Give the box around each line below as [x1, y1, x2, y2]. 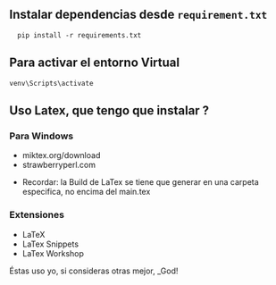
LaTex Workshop [21, 247, 85, 258]
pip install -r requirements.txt [17, 30, 142, 39]
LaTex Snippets [21, 239, 79, 249]
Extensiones [9, 209, 65, 222]
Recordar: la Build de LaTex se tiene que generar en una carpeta [21, 177, 259, 188]
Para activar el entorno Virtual [9, 55, 180, 71]
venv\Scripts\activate [9, 79, 94, 88]
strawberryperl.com [21, 160, 96, 171]
